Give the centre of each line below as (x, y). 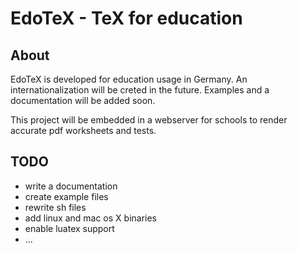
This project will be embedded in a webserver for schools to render (149, 120)
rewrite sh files (55, 207)
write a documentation (71, 186)
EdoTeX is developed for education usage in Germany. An (129, 79)
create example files (66, 196)
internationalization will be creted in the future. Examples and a (140, 90)
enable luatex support (69, 228)
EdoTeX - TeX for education (126, 18)
